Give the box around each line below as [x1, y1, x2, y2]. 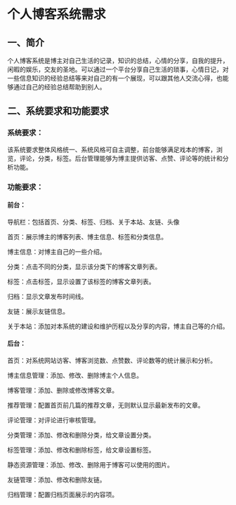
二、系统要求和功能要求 [7, 105, 109, 117]
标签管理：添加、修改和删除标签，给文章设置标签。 [7, 446, 155, 454]
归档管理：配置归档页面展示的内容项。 [7, 490, 118, 499]
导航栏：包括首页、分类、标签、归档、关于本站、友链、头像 [7, 217, 180, 226]
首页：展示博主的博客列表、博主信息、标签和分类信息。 [7, 232, 167, 241]
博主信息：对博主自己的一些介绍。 [7, 247, 106, 256]
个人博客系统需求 [7, 6, 107, 22]
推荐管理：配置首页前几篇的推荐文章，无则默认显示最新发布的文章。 [7, 401, 204, 410]
